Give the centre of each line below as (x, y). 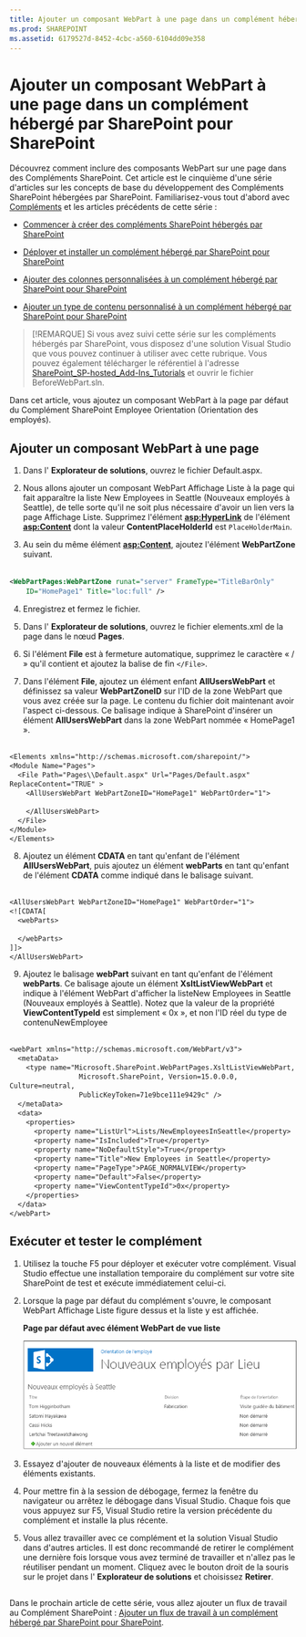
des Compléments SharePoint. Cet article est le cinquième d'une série (141, 178)
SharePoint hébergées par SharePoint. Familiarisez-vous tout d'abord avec (149, 197)
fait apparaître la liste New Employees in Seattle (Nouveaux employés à (156, 498)
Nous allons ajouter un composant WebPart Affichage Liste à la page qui (158, 488)
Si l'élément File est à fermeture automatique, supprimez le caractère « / (158, 653)
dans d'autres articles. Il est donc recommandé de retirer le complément (158, 1548)
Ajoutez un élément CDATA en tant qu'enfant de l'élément (131, 855)
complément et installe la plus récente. (95, 1520)
